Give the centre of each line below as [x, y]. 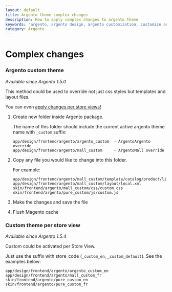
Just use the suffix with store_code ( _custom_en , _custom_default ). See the [84, 256]
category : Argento [25, 29]
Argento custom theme [35, 71]
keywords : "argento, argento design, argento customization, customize [83, 24]
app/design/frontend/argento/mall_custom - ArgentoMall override [89, 150]
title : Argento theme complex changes [47, 15]
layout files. [17, 97]
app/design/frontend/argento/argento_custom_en [57, 271]
